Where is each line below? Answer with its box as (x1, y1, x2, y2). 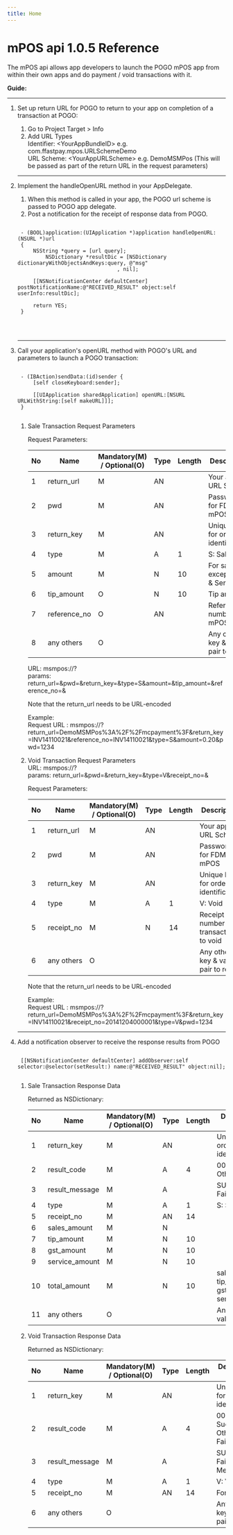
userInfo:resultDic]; (17, 289, 80, 297)
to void (199, 935, 222, 945)
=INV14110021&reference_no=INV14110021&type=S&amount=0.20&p (27, 735, 223, 743)
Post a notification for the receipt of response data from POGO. (27, 210, 208, 218)
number (199, 918, 225, 928)
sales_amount (47, 1223, 93, 1232)
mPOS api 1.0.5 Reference (7, 40, 159, 56)
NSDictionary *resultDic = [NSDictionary (45, 253, 167, 260)
